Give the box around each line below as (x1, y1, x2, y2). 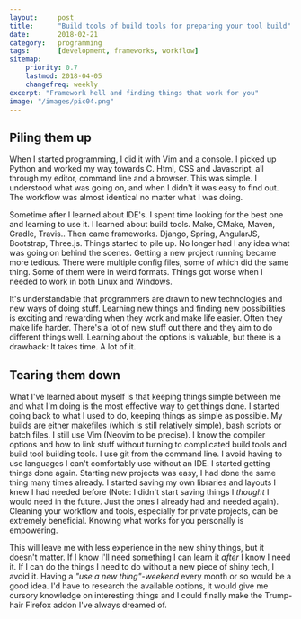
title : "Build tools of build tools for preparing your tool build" (9, 22, 292, 31)
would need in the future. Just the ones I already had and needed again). (9, 496, 279, 507)
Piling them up (9, 129, 92, 145)
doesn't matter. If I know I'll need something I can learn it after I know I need (9, 552, 291, 562)
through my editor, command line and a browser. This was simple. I (9, 172, 258, 184)
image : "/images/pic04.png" (9, 96, 115, 106)
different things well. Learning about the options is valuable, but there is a (9, 332, 281, 342)
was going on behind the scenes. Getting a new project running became (9, 248, 277, 259)
